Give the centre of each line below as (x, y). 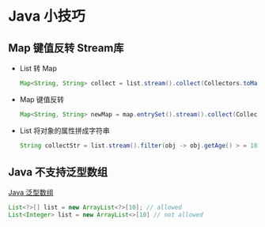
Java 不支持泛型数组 (58, 172)
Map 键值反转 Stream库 (66, 48)
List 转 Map (38, 68)
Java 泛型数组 (31, 193)
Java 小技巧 (47, 16)
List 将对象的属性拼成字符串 (65, 131)
